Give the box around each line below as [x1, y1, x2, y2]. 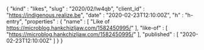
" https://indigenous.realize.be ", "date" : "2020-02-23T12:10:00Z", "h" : [6, 11, 184, 19]
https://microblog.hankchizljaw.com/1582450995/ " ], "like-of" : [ [6, 24, 168, 31]
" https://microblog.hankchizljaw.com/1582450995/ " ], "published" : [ [6, 31, 179, 38]
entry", [6, 18, 23, 25]
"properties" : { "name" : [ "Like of [24, 18, 110, 25]
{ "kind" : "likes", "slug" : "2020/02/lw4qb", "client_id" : [6, 5, 145, 12]
